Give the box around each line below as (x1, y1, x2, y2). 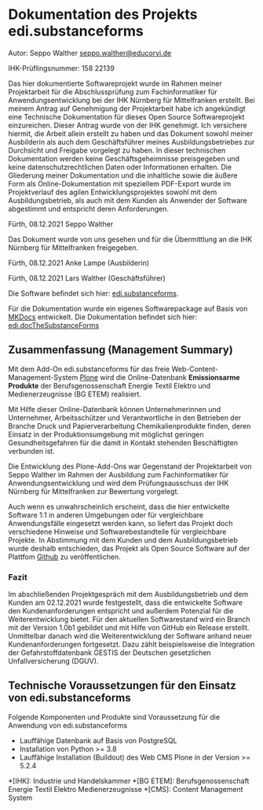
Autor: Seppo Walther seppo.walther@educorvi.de (8, 48, 172, 57)
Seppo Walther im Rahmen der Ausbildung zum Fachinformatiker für (8, 469, 229, 479)
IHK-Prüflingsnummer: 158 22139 (8, 63, 115, 72)
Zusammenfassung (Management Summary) (8, 344, 233, 357)
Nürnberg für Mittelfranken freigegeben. (8, 242, 139, 252)
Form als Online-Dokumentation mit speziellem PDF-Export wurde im (8, 179, 232, 188)
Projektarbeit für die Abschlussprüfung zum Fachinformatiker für (8, 87, 217, 96)
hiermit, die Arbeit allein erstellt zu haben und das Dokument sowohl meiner (8, 128, 254, 138)
